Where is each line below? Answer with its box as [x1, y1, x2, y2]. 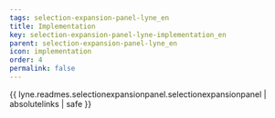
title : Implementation [9, 22, 96, 31]
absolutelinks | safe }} [9, 98, 92, 109]
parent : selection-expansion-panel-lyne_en [9, 38, 178, 48]
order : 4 [9, 55, 43, 64]
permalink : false [9, 64, 76, 74]
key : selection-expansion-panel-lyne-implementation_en [9, 30, 227, 39]
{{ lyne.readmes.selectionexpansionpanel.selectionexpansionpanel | [9, 88, 267, 100]
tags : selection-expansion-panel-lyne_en [9, 13, 170, 23]
